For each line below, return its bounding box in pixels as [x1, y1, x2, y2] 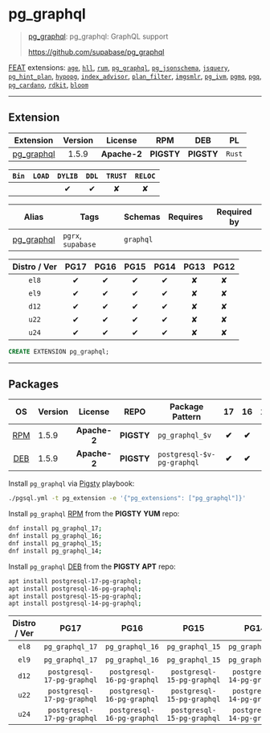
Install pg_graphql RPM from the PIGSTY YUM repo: [8, 509, 180, 519]
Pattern [172, 412, 202, 423]
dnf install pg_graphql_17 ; [8, 524, 103, 532]
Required [216, 206, 252, 217]
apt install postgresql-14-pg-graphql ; [8, 599, 142, 608]
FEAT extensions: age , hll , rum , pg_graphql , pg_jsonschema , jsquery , [8, 62, 231, 72]
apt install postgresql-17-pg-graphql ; [8, 577, 142, 585]
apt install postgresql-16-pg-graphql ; [8, 585, 142, 593]
